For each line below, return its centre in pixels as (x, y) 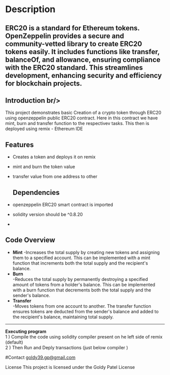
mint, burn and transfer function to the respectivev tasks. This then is (77, 123)
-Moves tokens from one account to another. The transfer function (82, 306)
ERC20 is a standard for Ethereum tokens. (73, 28)
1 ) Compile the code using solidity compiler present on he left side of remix (84, 337)
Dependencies (36, 193)
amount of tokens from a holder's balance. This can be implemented (84, 284)
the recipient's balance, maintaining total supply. (63, 317)
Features (19, 144)
